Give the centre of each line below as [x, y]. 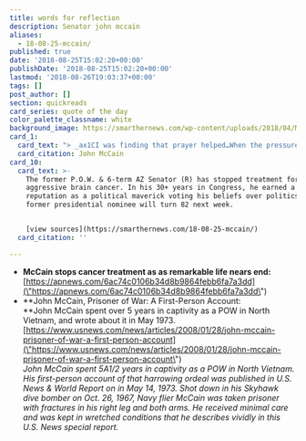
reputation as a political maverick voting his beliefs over [144, 196]
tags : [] [26, 86]
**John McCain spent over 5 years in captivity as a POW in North [146, 310]
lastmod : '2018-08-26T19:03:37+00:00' [83, 78]
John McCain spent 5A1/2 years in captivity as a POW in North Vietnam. [158, 368]
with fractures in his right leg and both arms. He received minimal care [155, 407]
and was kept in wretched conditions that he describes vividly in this [151, 417]
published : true [40, 52]
